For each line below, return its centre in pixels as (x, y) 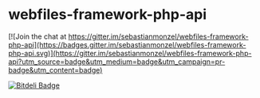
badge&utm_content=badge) (55, 70)
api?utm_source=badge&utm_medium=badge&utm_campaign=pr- (117, 62)
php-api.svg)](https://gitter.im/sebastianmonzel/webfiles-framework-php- (130, 53)
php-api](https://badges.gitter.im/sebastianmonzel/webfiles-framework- (127, 44)
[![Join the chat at (37, 36)
